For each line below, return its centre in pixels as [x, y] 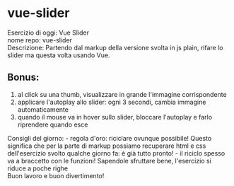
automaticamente [43, 109]
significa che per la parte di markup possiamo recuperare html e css [107, 146]
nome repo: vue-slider [40, 40]
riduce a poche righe [38, 168]
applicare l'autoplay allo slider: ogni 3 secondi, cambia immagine [112, 102]
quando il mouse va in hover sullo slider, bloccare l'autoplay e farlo [115, 117]
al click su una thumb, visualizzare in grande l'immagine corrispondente [122, 94]
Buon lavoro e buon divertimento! [56, 175]
